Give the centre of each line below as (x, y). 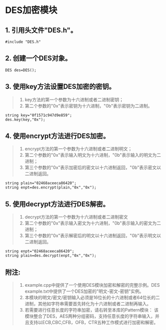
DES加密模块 (31, 10)
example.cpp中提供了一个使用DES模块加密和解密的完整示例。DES (92, 285)
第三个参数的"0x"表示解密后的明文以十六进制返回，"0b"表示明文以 (93, 236)
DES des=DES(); (21, 70)
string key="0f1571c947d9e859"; (39, 115)
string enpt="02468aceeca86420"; (40, 251)
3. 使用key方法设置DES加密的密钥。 (60, 87)
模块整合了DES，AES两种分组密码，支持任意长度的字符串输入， (90, 316)
